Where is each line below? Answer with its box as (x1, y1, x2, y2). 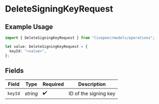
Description (78, 81, 106, 88)
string (24, 90, 38, 97)
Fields (5, 66, 24, 74)
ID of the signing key (68, 90, 115, 97)
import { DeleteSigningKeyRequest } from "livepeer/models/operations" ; (5, 35, 155, 40)
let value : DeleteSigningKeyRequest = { (5, 44, 88, 49)
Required (42, 81, 64, 88)
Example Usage (5, 23, 53, 31)
